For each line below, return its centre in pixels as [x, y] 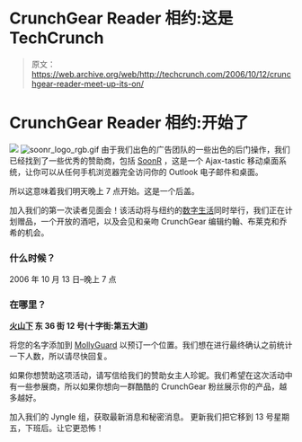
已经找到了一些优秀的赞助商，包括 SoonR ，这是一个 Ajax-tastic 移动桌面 [144, 160]
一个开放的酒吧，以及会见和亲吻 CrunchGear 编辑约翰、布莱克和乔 [164, 221]
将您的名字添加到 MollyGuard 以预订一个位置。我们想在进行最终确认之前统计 [151, 345]
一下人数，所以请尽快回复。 [61, 357]
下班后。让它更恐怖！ [64, 429]
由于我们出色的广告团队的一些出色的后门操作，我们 [195, 149]
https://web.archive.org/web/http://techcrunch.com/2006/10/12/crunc [161, 74]
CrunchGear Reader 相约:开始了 [129, 123]
